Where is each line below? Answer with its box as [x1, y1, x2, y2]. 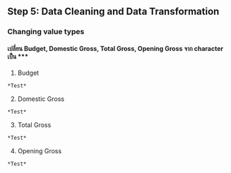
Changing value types [7, 27, 85, 37]
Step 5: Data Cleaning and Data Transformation [7, 6, 220, 18]
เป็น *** [7, 52, 28, 61]
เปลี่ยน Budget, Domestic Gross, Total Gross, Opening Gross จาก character [7, 44, 224, 52]
